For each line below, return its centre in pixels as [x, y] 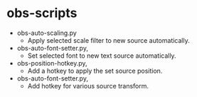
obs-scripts [42, 13]
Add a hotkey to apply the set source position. [95, 71]
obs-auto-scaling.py [47, 33]
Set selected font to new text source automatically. [102, 56]
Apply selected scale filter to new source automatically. [108, 40]
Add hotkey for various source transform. [88, 86]
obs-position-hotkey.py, [52, 63]
